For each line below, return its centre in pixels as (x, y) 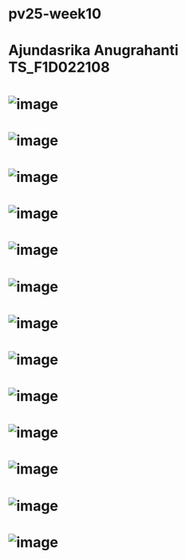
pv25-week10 (55, 14)
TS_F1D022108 (59, 67)
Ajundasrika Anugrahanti (93, 51)
